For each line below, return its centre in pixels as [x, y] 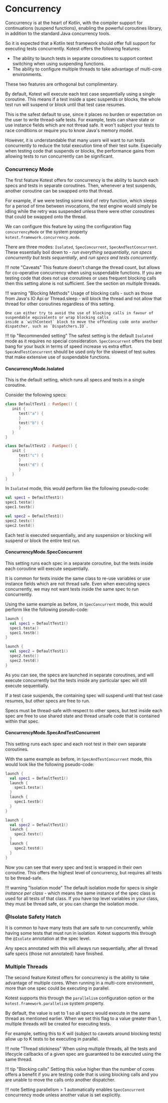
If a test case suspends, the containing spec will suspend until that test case [84, 695]
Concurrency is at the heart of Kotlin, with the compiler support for [74, 23]
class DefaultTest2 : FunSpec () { [41, 446]
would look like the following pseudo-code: [50, 764]
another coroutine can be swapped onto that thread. [59, 191]
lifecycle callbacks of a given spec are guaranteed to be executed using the [83, 1054]
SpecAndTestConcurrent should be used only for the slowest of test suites [80, 352]
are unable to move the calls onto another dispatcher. [60, 1080]
